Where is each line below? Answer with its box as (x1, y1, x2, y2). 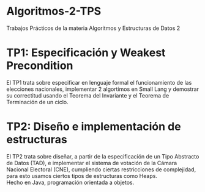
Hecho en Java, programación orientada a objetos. (6, 179, 135, 186)
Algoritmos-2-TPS (6, 4, 102, 18)
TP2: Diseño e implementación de (6, 120, 182, 133)
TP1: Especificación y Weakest (6, 46, 166, 60)
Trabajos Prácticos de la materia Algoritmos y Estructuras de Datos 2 (6, 24, 181, 32)
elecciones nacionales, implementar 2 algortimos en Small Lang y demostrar (6, 85, 199, 93)
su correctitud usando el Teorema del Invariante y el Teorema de (6, 91, 170, 99)
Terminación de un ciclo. (6, 98, 69, 105)
